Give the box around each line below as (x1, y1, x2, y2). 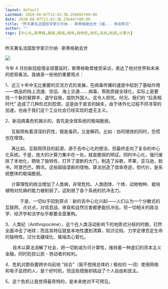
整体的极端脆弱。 (9, 171, 45, 176)
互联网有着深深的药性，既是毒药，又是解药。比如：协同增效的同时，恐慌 (11, 128, 160, 134)
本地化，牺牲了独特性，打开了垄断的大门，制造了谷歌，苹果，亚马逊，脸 (13, 158, 163, 164)
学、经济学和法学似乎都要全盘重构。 (5, 211, 80, 216)
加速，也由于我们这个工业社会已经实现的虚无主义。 (5, 107, 110, 113)
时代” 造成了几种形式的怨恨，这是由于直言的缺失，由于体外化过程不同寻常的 (5, 101, 162, 107)
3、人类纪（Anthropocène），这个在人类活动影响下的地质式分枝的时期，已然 (5, 221, 162, 227)
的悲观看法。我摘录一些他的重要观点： (5, 71, 84, 77)
